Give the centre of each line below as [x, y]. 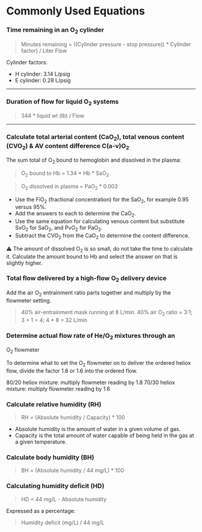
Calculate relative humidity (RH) [54, 404]
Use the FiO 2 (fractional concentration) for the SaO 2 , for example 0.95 [102, 200]
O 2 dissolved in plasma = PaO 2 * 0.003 [69, 187]
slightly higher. [25, 263]
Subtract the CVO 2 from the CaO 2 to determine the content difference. [102, 236]
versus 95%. [31, 207]
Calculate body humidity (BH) [50, 457]
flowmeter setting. [29, 300]
